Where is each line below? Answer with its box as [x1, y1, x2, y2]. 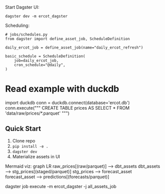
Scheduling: [5, 22, 30, 28]
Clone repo [12, 137, 36, 143]
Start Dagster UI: [5, 4, 40, 10]
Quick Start [5, 125, 41, 133]
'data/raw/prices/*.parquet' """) [5, 110, 70, 116]
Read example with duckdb [5, 83, 119, 95]
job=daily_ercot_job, [14, 58, 59, 63]
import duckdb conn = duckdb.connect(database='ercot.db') [5, 99, 130, 106]
